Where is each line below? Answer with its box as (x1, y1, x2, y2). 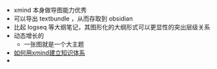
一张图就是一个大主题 (23, 40, 84, 48)
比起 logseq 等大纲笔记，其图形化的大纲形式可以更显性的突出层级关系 (13, 23, 211, 31)
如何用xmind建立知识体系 (13, 49, 86, 57)
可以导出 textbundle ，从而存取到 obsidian (13, 14, 133, 23)
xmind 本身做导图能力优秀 (13, 6, 87, 14)
